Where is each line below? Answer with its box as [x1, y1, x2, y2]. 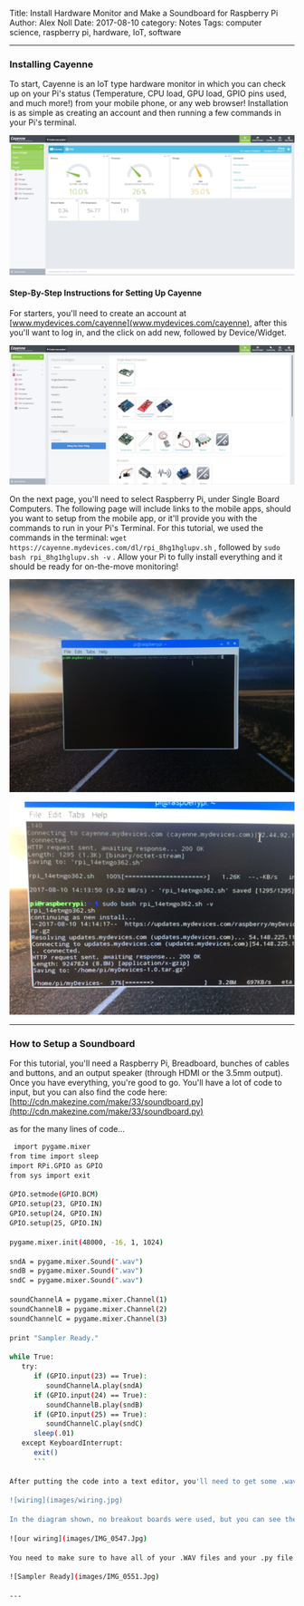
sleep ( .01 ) [33, 1429, 75, 1438]
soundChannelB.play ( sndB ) [45, 1400, 144, 1409]
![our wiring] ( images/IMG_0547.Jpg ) [9, 1533, 147, 1543]
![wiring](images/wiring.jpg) [9, 1495, 124, 1505]
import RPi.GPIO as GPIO [9, 1161, 103, 1170]
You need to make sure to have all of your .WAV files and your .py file [9, 1553, 294, 1562]
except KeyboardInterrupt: [21, 1438, 124, 1448]
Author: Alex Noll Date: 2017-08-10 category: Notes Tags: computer [9, 17, 262, 28]
